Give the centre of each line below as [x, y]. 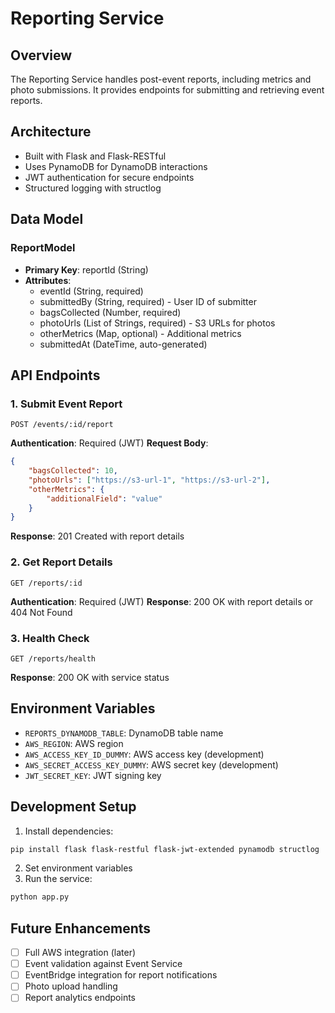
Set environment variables [78, 868]
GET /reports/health [53, 658]
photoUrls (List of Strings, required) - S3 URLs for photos [157, 323]
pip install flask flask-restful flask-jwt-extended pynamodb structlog [165, 849]
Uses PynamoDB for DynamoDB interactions [116, 166]
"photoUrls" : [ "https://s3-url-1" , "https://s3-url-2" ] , [149, 480]
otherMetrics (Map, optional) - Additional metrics [140, 333]
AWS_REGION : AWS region [74, 743]
